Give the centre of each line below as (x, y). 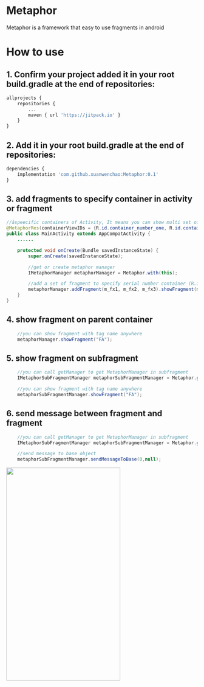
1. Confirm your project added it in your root (90, 75)
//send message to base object (57, 454)
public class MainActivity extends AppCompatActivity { (78, 234)
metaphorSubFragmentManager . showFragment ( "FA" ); (80, 394)
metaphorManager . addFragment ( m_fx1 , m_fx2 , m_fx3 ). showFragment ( (113, 290)
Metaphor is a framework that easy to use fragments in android (85, 27)
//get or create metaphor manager (72, 267)
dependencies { (25, 169)
